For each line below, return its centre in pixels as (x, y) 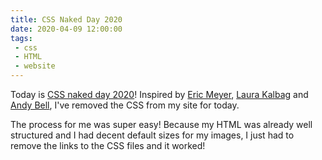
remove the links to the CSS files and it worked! (108, 145)
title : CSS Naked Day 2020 (66, 19)
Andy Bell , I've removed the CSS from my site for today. (125, 105)
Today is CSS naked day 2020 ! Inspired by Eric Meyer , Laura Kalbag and (159, 94)
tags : (21, 38)
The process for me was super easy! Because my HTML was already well (161, 124)
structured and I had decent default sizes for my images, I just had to (152, 135)
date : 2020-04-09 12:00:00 (66, 29)
